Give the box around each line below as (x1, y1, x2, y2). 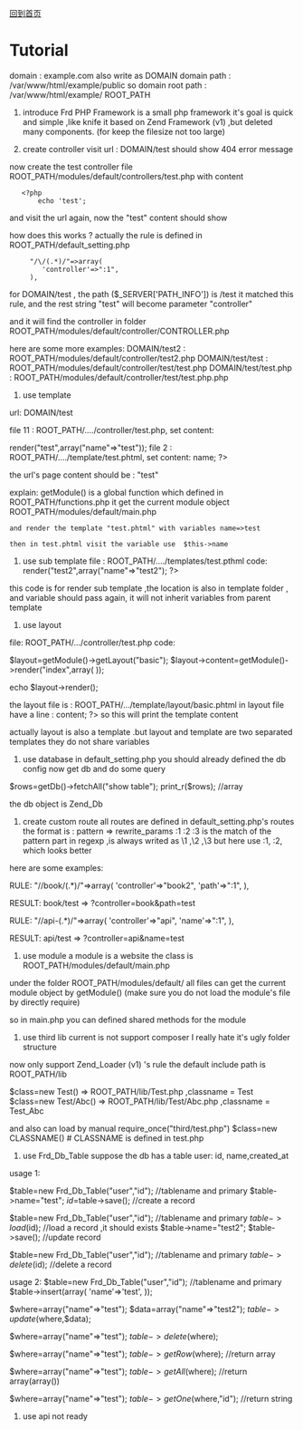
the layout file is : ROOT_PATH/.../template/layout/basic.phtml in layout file (9, 699, 285, 710)
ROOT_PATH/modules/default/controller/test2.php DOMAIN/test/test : (9, 353, 269, 363)
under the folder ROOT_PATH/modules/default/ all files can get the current (9, 977, 287, 988)
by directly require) (9, 996, 80, 1008)
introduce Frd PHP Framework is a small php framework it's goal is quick (22, 107, 294, 118)
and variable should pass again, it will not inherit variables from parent (9, 592, 271, 603)
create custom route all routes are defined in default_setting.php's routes (22, 816, 295, 826)
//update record (42, 1232, 101, 1242)
